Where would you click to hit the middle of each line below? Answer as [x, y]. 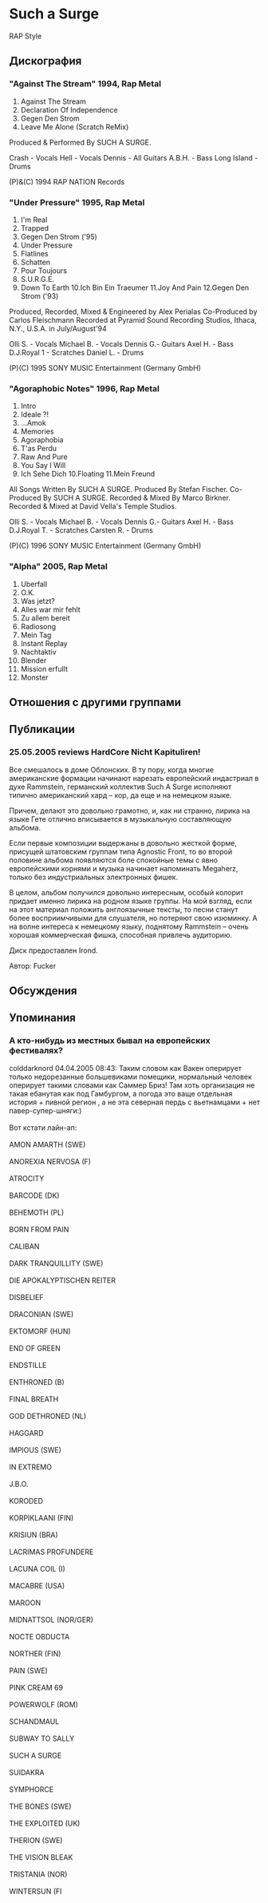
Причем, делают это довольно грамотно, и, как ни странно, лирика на [130, 811]
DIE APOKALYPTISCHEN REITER [63, 1280]
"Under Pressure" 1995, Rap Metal [77, 202]
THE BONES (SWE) [40, 1806]
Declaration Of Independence [69, 109]
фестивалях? [36, 1051]
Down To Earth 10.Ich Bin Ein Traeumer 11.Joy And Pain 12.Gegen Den [135, 287]
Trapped [35, 228]
